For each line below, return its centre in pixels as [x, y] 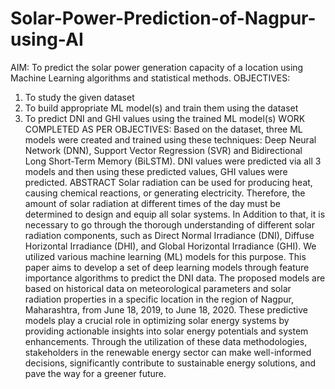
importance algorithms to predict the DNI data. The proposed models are [175, 278]
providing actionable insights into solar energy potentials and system [166, 331]
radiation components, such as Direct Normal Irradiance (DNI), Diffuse [169, 235]
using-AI [47, 39]
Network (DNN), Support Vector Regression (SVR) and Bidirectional [163, 150]
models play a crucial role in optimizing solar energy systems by [157, 320]
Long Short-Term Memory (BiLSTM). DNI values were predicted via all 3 [173, 161]
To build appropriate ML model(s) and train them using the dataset [161, 108]
